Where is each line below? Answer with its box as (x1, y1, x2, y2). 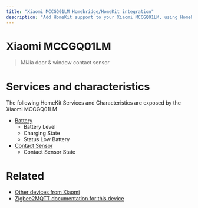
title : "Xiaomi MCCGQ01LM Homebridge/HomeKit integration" (6, 8, 154, 15)
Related (6, 169, 44, 183)
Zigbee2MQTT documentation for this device (14, 195, 124, 202)
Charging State (23, 129, 60, 136)
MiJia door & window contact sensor (20, 59, 110, 66)
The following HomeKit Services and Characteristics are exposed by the (6, 99, 181, 106)
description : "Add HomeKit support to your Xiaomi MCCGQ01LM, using (6, 14, 178, 20)
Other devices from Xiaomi (14, 188, 80, 196)
